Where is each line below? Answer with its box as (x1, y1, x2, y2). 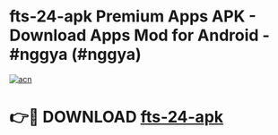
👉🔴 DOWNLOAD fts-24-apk (9, 107, 224, 127)
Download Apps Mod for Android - (9, 25, 271, 46)
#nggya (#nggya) (9, 45, 142, 64)
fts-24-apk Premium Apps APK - (9, 6, 257, 27)
